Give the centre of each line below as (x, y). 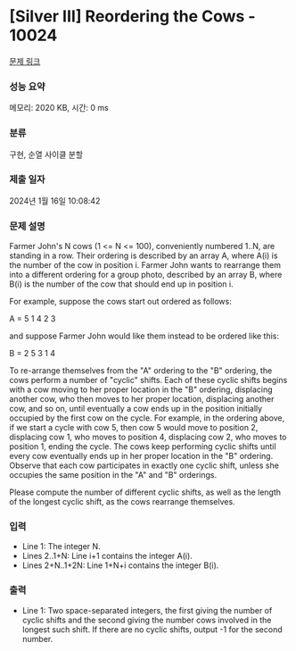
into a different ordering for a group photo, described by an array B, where (146, 275)
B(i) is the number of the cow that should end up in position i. (121, 284)
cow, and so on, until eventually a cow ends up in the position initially (136, 409)
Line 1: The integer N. (61, 547)
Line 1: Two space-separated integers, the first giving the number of (147, 610)
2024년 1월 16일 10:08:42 (55, 200)
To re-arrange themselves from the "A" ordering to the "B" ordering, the (141, 371)
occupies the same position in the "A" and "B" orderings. (113, 475)
